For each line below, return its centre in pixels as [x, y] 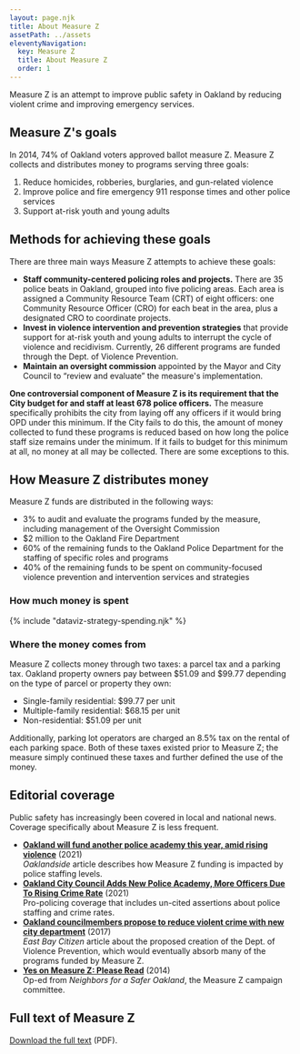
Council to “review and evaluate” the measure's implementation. [143, 376]
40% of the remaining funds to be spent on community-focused [142, 567]
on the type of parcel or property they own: [90, 683]
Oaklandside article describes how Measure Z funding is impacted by [153, 864]
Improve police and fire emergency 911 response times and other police [156, 191]
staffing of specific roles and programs [95, 558]
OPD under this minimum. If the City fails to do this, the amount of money [146, 422]
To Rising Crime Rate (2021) [76, 893]
